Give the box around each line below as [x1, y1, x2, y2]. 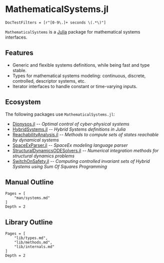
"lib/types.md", [14, 235, 48, 241]
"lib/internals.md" [14, 244, 55, 249]
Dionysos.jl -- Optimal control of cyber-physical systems [12, 121, 129, 127]
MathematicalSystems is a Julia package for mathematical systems [5, 29, 141, 35]
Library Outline [5, 218, 53, 226]
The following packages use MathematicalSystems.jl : [5, 111, 115, 117]
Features [5, 49, 33, 57]
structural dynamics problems [12, 153, 75, 159]
